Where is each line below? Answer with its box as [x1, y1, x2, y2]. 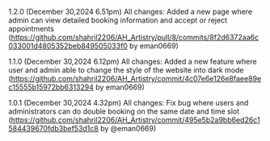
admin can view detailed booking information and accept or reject [8, 15, 228, 25]
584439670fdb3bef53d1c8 [8, 124, 99, 133]
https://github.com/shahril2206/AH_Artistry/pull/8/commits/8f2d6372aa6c [11, 32, 259, 42]
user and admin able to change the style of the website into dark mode [8, 65, 244, 75]
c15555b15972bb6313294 [8, 82, 95, 92]
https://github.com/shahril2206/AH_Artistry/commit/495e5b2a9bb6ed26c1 [11, 115, 260, 124]
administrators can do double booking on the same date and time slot [8, 106, 240, 116]
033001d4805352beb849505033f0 [8, 41, 128, 51]
